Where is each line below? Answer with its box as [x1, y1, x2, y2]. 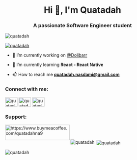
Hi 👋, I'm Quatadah [44, 4, 121, 16]
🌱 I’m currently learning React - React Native [12, 62, 104, 68]
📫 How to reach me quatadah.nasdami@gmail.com [12, 71, 120, 78]
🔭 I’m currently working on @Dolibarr [12, 52, 87, 58]
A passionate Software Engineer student [33, 22, 132, 29]
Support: [5, 113, 27, 120]
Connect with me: [5, 86, 49, 93]
